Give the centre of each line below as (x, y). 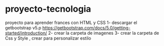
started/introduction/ (26, 33)
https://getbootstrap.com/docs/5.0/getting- (86, 27)
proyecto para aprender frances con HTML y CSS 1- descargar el (71, 23)
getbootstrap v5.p (23, 27)
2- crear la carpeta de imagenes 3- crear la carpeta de (103, 33)
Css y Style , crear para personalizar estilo (48, 38)
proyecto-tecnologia (48, 9)
